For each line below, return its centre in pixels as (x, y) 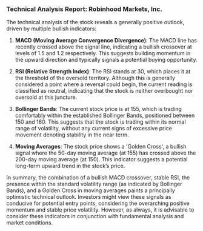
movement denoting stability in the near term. (72, 135)
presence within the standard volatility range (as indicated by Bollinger (95, 184)
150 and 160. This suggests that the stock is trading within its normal (100, 122)
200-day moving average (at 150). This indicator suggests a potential (101, 159)
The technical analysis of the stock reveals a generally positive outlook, (95, 22)
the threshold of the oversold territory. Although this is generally (95, 78)
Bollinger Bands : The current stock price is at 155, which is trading (98, 109)
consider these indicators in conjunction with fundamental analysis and (95, 216)
